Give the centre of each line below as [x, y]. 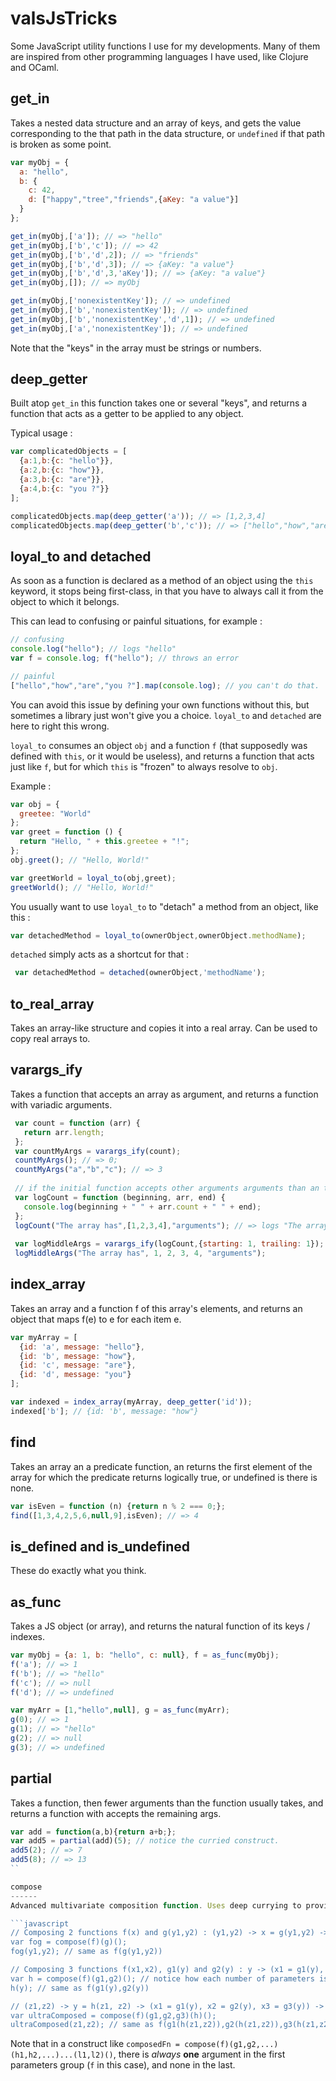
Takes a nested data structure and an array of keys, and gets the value [156, 123]
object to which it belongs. [65, 602]
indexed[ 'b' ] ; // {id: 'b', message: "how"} [104, 1411]
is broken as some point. [61, 144]
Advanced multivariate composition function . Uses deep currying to [156, 1905]
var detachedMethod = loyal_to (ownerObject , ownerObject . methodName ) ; [158, 935]
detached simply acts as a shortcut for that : [100, 954]
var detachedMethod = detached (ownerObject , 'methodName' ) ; [140, 973]
